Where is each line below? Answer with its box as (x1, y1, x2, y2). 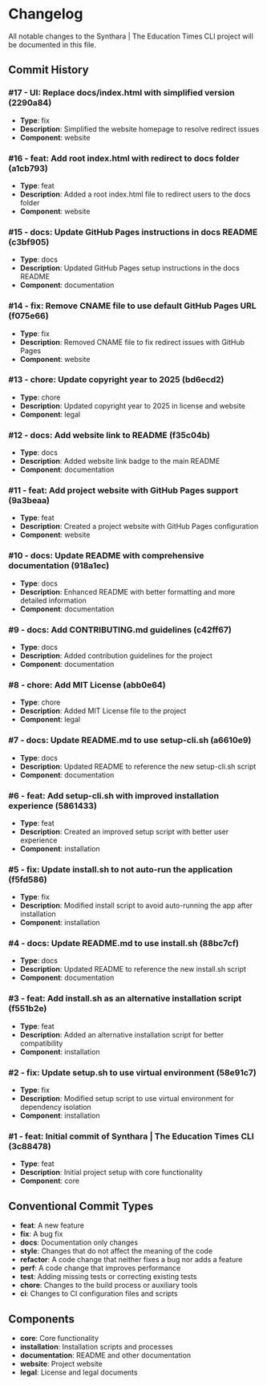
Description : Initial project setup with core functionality (19, 1168, 203, 1177)
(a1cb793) (8, 162, 48, 173)
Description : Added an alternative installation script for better (19, 1030, 225, 1039)
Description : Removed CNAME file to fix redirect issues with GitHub (19, 337, 245, 347)
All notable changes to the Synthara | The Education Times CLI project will (8, 31, 254, 41)
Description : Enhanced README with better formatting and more (19, 587, 236, 596)
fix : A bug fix (19, 1229, 63, 1239)
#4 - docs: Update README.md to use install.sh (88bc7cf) (8, 938, 239, 949)
